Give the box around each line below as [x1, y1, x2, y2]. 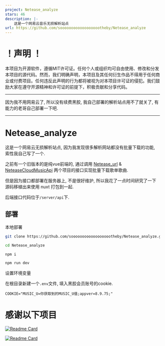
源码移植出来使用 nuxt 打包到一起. [5, 184, 74, 190]
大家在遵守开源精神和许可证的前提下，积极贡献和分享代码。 [9, 84, 130, 90]
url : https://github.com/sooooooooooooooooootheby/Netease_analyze [5, 26, 146, 31]
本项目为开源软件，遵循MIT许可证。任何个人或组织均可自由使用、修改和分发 [5, 66, 160, 71]
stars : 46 [5, 12, 26, 17]
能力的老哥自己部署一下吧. [5, 105, 58, 111]
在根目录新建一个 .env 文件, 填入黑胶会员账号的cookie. [5, 280, 113, 286]
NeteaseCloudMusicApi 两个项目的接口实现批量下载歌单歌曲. [5, 167, 129, 173]
